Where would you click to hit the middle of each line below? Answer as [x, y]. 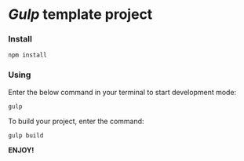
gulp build [26, 135]
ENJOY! [21, 150]
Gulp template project [80, 15]
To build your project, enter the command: [76, 121]
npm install [27, 55]
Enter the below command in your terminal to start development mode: [122, 92]
